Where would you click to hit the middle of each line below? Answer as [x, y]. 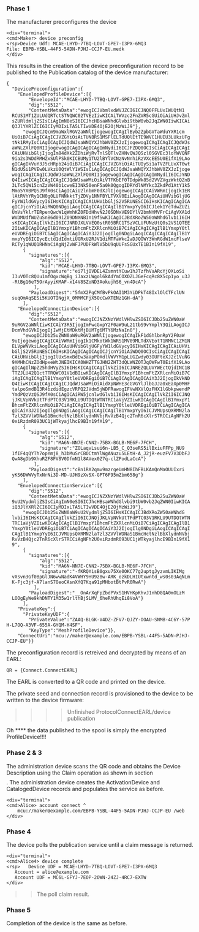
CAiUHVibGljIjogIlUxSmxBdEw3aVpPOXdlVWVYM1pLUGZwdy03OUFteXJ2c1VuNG [101, 357]
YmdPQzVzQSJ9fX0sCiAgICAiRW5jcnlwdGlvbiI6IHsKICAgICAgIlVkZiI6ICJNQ [101, 395]
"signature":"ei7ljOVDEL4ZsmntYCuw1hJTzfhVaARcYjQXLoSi [112, 271]
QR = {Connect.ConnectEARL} [42, 670]
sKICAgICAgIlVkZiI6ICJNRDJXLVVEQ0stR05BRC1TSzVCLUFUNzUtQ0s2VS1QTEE [101, 223]
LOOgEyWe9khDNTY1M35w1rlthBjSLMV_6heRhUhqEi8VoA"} [78, 599]
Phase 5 [19, 910]
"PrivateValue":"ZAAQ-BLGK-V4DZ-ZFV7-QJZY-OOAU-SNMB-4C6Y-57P [109, 620]
